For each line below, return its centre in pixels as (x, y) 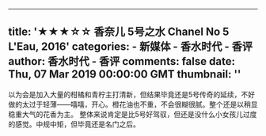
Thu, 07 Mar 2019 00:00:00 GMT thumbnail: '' (125, 75)
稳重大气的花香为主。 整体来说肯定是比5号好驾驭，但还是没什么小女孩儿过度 (133, 114)
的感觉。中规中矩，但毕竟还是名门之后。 (74, 124)
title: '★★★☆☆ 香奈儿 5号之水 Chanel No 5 (119, 32)
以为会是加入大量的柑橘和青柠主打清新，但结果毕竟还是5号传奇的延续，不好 (132, 94)
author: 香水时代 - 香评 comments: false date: (122, 61)
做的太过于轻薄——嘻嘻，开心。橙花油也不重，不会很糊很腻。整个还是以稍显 (133, 104)
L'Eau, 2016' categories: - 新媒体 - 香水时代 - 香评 (131, 47)
